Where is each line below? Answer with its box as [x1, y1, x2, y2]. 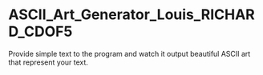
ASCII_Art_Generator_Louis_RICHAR [8, 6, 255, 24]
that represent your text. [8, 57, 88, 67]
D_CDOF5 [8, 22, 73, 41]
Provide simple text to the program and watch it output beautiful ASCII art [8, 49, 251, 58]
